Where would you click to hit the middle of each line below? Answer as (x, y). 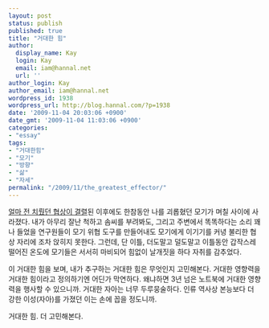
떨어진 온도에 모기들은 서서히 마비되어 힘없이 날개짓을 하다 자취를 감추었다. (125, 252)
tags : (17, 143)
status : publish (35, 23)
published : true (35, 31)
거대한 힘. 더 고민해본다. (46, 316)
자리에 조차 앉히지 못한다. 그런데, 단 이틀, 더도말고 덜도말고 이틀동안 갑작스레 (137, 241)
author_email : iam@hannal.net (59, 90)
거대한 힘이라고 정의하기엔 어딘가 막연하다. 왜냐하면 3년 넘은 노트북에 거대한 (127, 279)
